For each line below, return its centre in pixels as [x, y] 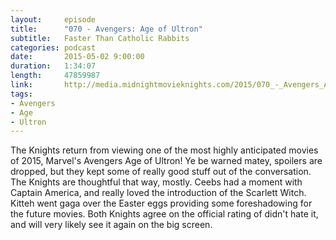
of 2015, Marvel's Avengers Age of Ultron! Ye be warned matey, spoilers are [166, 161]
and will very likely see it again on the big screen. [111, 225]
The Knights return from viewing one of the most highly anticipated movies [164, 150]
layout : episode [53, 19]
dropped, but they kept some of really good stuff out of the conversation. [161, 172]
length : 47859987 [55, 76]
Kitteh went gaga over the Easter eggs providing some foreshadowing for [161, 203]
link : [21, 85]
